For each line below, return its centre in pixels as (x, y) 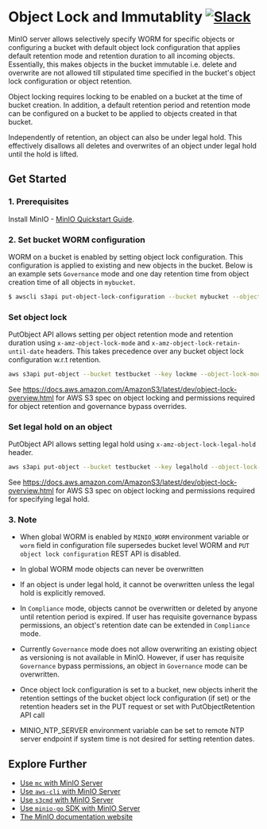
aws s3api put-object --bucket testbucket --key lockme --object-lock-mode (136, 374)
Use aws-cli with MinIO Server (70, 792)
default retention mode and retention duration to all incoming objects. (122, 56)
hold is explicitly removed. (62, 593)
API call (32, 715)
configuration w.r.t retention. (54, 360)
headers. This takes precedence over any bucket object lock (145, 351)
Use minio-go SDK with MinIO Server (80, 808)
